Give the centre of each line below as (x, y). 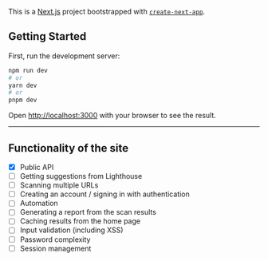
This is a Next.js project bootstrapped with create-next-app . (107, 12)
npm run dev (28, 70)
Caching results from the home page (80, 221)
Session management (55, 248)
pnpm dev (23, 100)
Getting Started (47, 36)
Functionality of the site (69, 148)
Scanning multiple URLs (59, 185)
